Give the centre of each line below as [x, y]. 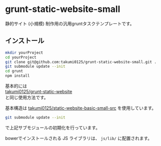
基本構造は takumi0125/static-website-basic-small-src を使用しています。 [81, 108]
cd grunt [14, 71]
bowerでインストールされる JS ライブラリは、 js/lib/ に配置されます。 [79, 138]
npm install [17, 76]
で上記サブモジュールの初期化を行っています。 [53, 128]
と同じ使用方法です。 [27, 97]
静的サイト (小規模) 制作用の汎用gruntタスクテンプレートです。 [70, 23]
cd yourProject [21, 57]
